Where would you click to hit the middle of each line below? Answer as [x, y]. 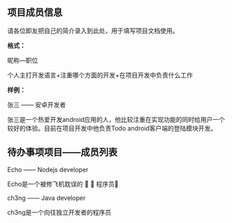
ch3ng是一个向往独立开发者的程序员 [59, 212]
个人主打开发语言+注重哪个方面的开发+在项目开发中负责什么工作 [100, 75]
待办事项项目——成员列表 [62, 152]
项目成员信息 [35, 13]
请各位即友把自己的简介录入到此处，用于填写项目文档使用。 [93, 31]
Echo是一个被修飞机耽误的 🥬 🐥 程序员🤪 [63, 184]
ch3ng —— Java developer [46, 198]
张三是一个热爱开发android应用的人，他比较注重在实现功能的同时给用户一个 [116, 119]
